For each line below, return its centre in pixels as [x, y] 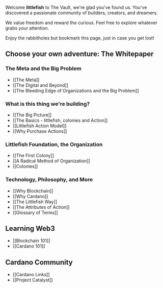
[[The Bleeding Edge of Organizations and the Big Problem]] [76, 90]
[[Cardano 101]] [29, 246]
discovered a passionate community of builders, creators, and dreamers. [81, 13]
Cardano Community [39, 262]
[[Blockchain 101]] [31, 241]
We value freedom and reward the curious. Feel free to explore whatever [81, 23]
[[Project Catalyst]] [33, 280]
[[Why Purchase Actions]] [40, 131]
